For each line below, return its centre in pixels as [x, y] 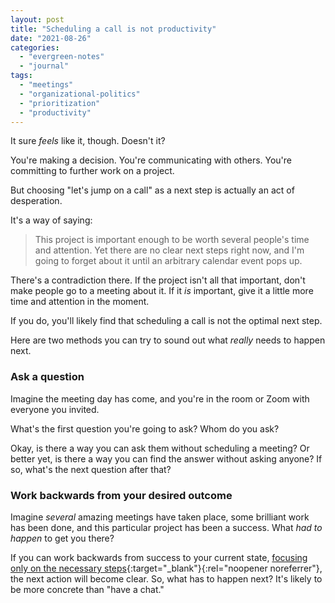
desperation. [36, 201]
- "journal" [44, 66]
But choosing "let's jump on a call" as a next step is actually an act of [152, 190]
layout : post [37, 19]
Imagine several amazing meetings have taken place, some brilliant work [160, 517]
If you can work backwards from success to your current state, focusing [159, 557]
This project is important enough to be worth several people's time [172, 240]
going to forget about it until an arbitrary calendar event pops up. [168, 261]
